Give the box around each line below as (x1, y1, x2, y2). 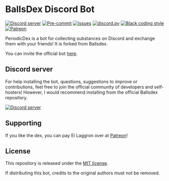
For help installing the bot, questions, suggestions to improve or (5, 78, 138, 84)
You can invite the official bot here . (5, 50, 78, 56)
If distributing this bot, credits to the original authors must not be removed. (5, 170, 160, 176)
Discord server (5, 65, 53, 74)
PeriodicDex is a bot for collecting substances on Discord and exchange (5, 35, 155, 41)
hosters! (5, 89, 23, 95)
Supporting (5, 119, 42, 128)
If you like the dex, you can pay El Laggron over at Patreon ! (5, 132, 128, 138)
